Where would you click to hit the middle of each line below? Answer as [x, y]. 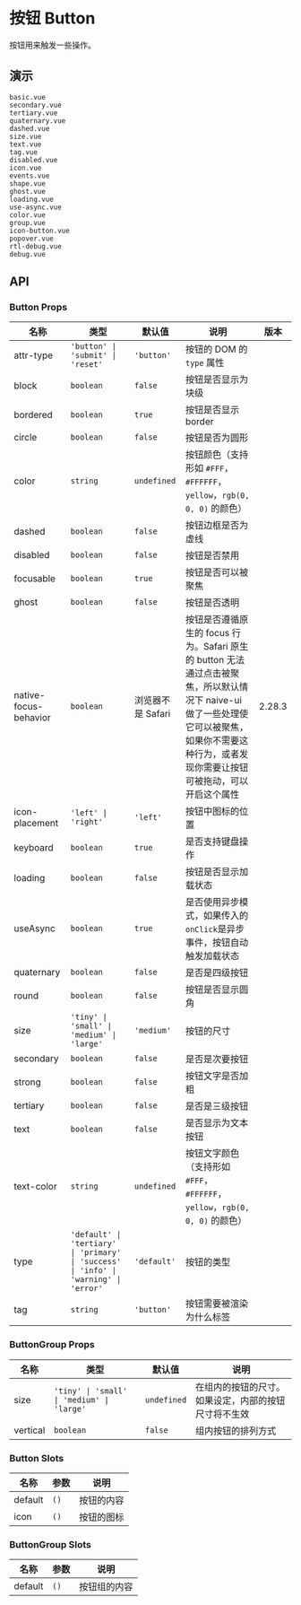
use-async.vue [36, 207]
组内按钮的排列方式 [236, 1430]
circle [26, 438]
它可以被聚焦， [217, 728]
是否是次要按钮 [217, 1060]
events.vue [30, 176]
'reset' [86, 365]
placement [36, 824]
